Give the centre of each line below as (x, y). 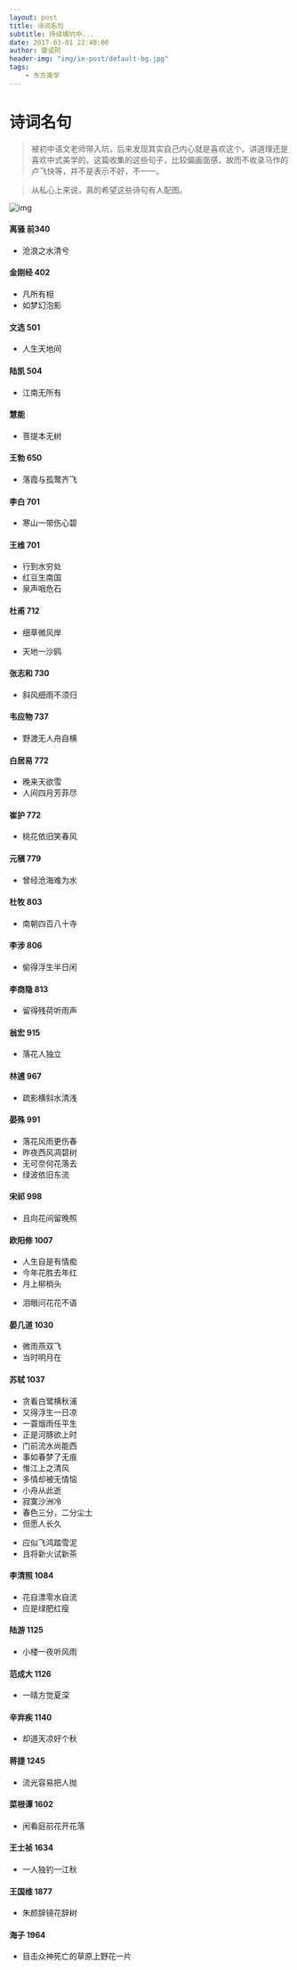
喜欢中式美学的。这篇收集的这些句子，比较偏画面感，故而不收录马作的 (160, 159)
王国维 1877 (31, 1891)
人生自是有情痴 (49, 1262)
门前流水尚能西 (49, 1445)
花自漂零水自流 (49, 1597)
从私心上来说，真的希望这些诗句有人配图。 (109, 190)
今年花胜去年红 (49, 1273)
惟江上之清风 (45, 1468)
